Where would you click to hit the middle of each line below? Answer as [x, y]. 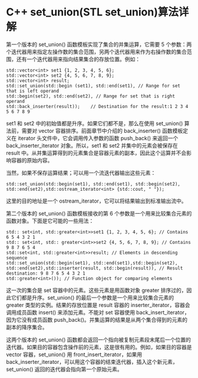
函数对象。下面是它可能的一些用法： [50, 221]
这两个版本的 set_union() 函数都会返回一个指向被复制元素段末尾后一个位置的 [99, 340]
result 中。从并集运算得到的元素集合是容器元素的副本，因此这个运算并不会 [96, 153]
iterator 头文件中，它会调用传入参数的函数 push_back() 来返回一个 [98, 138]
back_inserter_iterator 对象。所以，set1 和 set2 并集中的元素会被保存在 [92, 145]
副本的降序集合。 [27, 327]
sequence [17, 258]
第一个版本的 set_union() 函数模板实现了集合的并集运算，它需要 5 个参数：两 [99, 44]
